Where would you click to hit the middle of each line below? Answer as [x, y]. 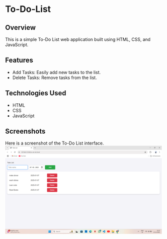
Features [19, 60]
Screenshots [25, 131]
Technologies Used [36, 93]
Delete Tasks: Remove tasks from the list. [54, 78]
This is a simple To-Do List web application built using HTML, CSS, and [78, 39]
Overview [21, 28]
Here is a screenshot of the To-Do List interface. [55, 143]
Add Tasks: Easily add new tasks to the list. [56, 72]
